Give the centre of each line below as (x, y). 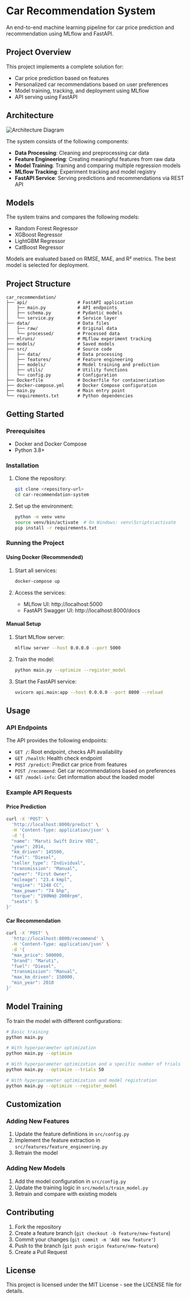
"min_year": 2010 (33, 983)
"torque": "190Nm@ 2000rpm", (47, 896)
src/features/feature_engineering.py (61, 1147)
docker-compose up (37, 581)
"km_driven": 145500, (38, 852)
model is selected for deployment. (48, 265)
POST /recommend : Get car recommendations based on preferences (95, 771)
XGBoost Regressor (39, 235)
